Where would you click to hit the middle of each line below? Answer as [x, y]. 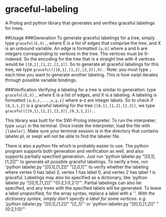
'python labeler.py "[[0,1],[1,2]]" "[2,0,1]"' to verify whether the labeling [77, 167]
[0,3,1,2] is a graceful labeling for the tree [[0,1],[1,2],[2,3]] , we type [80, 105]
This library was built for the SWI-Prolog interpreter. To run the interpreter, [81, 120]
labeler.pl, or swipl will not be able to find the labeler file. [63, 136]
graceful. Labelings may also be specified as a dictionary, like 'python [76, 177]
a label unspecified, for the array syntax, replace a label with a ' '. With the [80, 193]
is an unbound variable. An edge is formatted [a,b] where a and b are [76, 48]
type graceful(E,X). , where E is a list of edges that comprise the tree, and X [83, 43]
